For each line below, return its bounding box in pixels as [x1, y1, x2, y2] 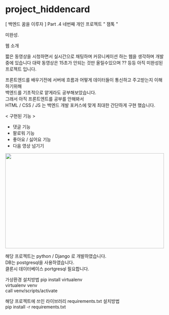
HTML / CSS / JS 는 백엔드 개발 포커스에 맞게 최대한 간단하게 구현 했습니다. [5, 102, 156, 108]
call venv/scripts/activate [5, 288, 58, 294]
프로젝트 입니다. [5, 66, 37, 72]
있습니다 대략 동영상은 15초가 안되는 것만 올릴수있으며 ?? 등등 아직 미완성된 [14, 59, 163, 65]
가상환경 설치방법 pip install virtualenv [5, 276, 83, 283]
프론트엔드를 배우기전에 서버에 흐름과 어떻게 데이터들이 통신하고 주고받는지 [5, 77, 153, 83]
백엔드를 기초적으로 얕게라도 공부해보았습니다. [5, 89, 96, 95]
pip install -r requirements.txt [5, 303, 66, 310]
